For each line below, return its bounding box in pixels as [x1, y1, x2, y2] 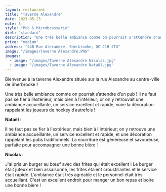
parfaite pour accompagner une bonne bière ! [5, 142, 98, 148]
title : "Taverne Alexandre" [5, 12, 63, 17]
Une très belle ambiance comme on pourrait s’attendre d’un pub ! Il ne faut [5, 91, 157, 97]
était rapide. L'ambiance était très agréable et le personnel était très [5, 172, 143, 178]
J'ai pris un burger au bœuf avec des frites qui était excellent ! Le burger [5, 161, 153, 167]
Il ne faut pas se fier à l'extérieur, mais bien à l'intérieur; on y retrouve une [5, 126, 156, 132]
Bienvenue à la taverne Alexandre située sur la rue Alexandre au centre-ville [5, 76, 160, 82]
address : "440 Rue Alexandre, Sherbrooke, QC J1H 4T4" [5, 44, 121, 49]
